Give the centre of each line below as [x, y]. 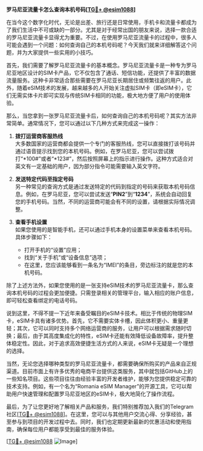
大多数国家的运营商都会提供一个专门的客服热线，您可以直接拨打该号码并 [105, 143]
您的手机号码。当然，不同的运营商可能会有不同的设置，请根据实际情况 [102, 202]
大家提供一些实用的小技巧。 [62, 52]
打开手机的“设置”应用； [53, 250]
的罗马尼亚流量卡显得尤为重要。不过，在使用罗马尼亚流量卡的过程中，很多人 [101, 37]
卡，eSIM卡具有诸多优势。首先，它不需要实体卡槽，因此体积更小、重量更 [97, 321]
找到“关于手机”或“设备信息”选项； [66, 257]
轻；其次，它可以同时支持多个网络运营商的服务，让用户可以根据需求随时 [96, 328]
